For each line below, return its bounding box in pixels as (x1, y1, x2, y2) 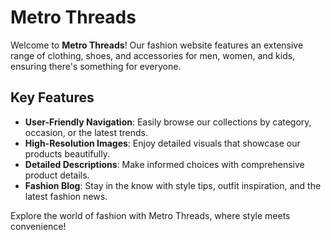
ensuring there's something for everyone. (10, 60, 182, 72)
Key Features (10, 89, 95, 106)
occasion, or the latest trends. (24, 126, 148, 138)
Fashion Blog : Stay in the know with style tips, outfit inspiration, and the (24, 179, 322, 191)
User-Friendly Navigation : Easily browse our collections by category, (24, 116, 312, 128)
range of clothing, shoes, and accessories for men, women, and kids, (10, 49, 296, 61)
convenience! (10, 220, 67, 232)
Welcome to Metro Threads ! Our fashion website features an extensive (10, 39, 304, 51)
